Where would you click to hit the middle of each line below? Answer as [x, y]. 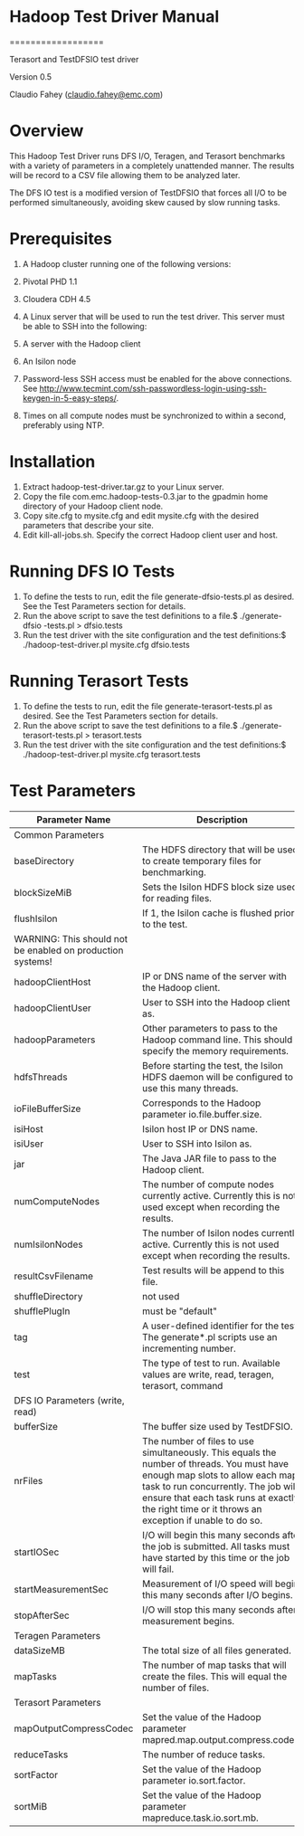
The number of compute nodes [208, 1184]
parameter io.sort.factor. [194, 1780]
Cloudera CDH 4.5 [57, 299]
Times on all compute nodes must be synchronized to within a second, [154, 415]
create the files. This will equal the [214, 1676]
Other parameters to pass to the [209, 1028]
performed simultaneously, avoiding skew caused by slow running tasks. [145, 202]
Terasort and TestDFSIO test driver [74, 59]
